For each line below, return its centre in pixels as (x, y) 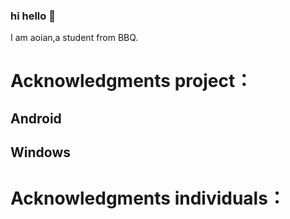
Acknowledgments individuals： (148, 198)
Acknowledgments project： (131, 81)
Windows (40, 152)
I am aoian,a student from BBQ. (74, 38)
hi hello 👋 (33, 16)
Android (36, 118)
